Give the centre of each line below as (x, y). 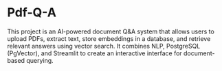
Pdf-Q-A (32, 13)
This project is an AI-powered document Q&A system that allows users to (111, 31)
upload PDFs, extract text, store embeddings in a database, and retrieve (109, 38)
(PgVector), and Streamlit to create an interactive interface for (95, 53)
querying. (40, 60)
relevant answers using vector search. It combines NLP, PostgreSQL (104, 46)
